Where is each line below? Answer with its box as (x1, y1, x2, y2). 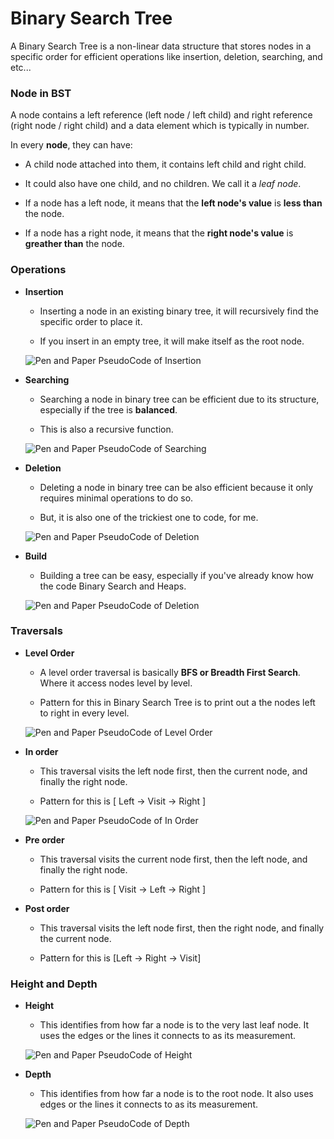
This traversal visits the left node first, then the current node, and (39, 765, 308, 777)
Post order (24, 902, 70, 914)
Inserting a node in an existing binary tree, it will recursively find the (39, 305, 319, 317)
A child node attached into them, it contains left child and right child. (24, 158, 307, 171)
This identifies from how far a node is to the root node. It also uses (39, 1088, 314, 1100)
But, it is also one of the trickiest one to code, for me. (39, 511, 259, 523)
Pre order (24, 833, 65, 846)
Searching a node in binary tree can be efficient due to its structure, (39, 393, 320, 405)
